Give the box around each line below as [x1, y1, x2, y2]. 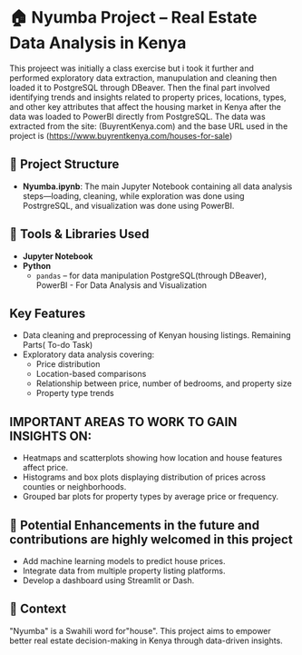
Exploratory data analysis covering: [22, 349, 155, 360]
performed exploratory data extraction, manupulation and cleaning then [9, 72, 278, 83]
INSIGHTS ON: [9, 428, 93, 443]
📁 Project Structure [9, 156, 120, 173]
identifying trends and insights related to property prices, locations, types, [9, 92, 287, 103]
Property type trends [35, 388, 115, 399]
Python [22, 260, 52, 271]
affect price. [22, 462, 69, 473]
